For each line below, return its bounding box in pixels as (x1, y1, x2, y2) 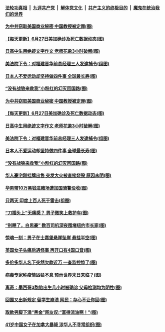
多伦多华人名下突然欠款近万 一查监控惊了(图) (5, 259, 97, 266)
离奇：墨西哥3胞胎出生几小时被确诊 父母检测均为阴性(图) (5, 284, 122, 290)
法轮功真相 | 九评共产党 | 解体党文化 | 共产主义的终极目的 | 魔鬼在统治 (5, 5, 155, 11)
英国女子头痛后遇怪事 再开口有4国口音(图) (5, 247, 91, 253)
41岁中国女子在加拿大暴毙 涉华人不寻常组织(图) (5, 321, 102, 327)
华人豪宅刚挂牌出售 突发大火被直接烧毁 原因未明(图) (5, 172, 111, 178)
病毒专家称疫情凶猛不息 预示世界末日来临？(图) (5, 272, 101, 278)
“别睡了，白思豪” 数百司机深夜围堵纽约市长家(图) (5, 222, 106, 228)
